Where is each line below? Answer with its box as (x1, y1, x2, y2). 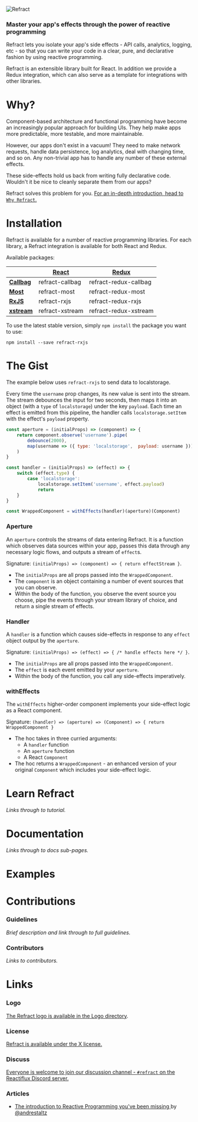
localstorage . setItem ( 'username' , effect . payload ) (37, 481, 165, 487)
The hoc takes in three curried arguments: (14, 735, 117, 742)
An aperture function (23, 748, 75, 755)
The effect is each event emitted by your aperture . (14, 666, 140, 673)
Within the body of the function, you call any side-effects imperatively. (14, 672, 186, 679)
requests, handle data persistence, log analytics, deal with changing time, (6, 148, 185, 155)
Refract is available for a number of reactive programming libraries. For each (6, 236, 192, 243)
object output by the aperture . (6, 637, 80, 644)
